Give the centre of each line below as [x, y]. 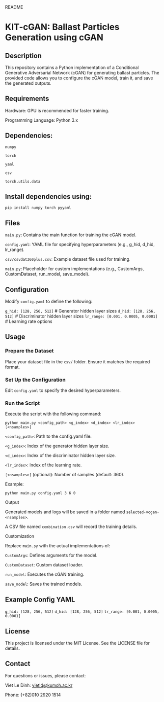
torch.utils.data [23, 181]
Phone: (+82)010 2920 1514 [33, 695]
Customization [20, 536]
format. [13, 367]
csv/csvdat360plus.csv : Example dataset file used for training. [68, 259]
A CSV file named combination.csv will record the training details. [71, 526]
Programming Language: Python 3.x [41, 120]
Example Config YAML [40, 599]
